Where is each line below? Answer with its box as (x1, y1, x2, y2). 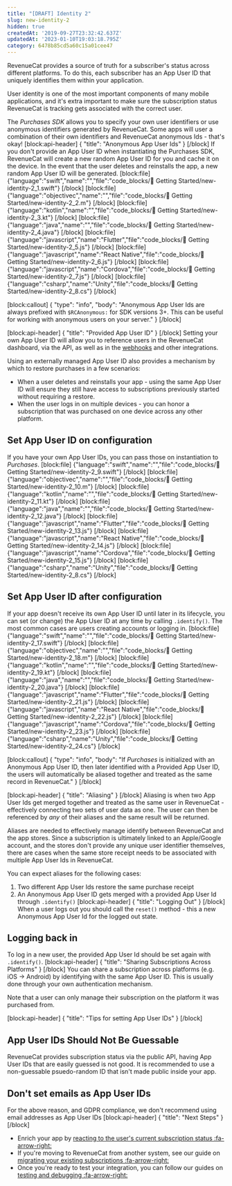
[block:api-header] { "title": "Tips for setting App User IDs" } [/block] (7, 1014, 203, 1022)
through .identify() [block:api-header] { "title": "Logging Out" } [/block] (17, 897, 226, 905)
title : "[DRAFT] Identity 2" (7, 10, 91, 17)
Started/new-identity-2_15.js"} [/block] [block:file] (7, 556, 149, 564)
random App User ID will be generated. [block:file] (7, 169, 151, 177)
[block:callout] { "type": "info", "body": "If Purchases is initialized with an (7, 755, 215, 763)
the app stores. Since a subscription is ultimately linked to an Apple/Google (7, 833, 222, 842)
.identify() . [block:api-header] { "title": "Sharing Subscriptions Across (7, 958, 211, 966)
